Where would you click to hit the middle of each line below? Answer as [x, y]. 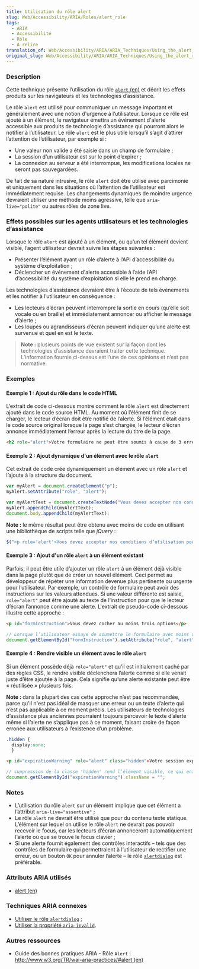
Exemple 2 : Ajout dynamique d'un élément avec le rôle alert [82, 455]
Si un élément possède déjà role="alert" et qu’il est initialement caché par [98, 666]
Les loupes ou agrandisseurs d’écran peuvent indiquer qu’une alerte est [102, 327]
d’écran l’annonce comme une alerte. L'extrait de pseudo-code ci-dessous [97, 606]
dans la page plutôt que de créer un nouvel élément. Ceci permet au [89, 575]
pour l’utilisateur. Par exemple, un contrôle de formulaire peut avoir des [93, 587]
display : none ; [29, 745]
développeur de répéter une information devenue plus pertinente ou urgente [99, 581]
